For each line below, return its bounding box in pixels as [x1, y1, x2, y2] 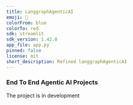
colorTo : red [6, 25, 39, 32]
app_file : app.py [6, 42, 50, 48]
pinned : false [6, 48, 42, 54]
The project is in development [6, 92, 80, 99]
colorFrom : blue [6, 20, 47, 26]
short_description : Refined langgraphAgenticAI [6, 58, 128, 64]
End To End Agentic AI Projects [6, 78, 98, 87]
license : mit [6, 53, 39, 59]
